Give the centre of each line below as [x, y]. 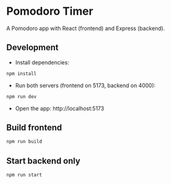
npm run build [24, 142]
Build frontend [34, 127]
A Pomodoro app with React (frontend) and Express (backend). [85, 28]
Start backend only [43, 161]
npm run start [24, 175]
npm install [21, 74]
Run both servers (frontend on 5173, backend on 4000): [85, 85]
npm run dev [21, 96]
